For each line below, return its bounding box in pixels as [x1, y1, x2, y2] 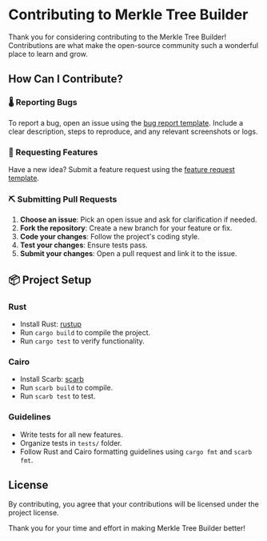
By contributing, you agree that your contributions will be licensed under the [8, 499, 260, 509]
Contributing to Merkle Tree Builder [8, 6, 249, 24]
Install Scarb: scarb [19, 375, 84, 384]
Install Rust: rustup [19, 319, 82, 329]
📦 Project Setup [8, 273, 92, 287]
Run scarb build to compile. [19, 383, 114, 393]
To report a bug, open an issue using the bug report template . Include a [8, 118, 244, 127]
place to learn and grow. [8, 49, 88, 58]
